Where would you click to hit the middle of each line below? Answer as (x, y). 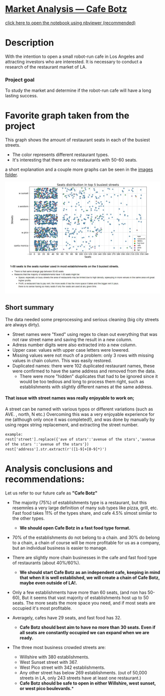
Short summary (30, 307)
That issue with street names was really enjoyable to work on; (70, 398)
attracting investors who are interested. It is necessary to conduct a (74, 61)
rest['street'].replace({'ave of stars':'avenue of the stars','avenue (80, 439)
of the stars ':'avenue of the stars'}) (47, 444)
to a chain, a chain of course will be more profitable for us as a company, (86, 542)
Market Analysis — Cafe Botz (66, 9)
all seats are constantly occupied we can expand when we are (84, 632)
